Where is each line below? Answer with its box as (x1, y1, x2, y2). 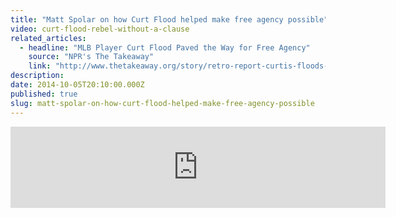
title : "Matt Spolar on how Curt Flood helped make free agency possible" (10, 14, 329, 25)
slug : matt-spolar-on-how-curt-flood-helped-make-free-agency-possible (10, 98, 315, 108)
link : (28, 61, 52, 71)
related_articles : (10, 33, 87, 43)
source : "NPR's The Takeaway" (28, 52, 155, 62)
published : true (10, 89, 78, 99)
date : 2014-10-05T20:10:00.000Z (10, 80, 145, 90)
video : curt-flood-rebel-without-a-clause (10, 24, 190, 34)
